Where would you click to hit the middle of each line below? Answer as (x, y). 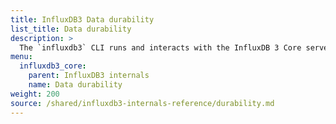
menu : (21, 57)
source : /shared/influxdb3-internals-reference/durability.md (142, 103)
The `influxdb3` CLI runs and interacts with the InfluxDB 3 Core (160, 47)
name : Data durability (75, 85)
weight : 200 (35, 94)
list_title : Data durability (71, 29)
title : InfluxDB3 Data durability (82, 19)
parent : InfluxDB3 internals (89, 76)
